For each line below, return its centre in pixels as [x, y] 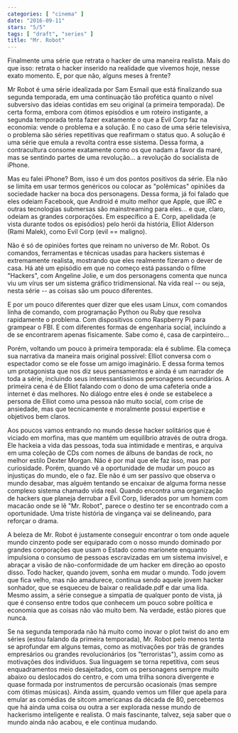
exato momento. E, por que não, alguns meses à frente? [89, 76]
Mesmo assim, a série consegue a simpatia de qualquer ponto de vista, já [115, 595]
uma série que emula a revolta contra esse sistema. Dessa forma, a [106, 142]
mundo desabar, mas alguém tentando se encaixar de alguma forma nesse [117, 483]
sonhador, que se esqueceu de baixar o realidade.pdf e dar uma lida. [108, 588]
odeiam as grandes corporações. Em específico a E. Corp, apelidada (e [112, 217]
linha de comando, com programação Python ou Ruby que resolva [104, 312]
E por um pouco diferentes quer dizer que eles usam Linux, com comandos [117, 305]
